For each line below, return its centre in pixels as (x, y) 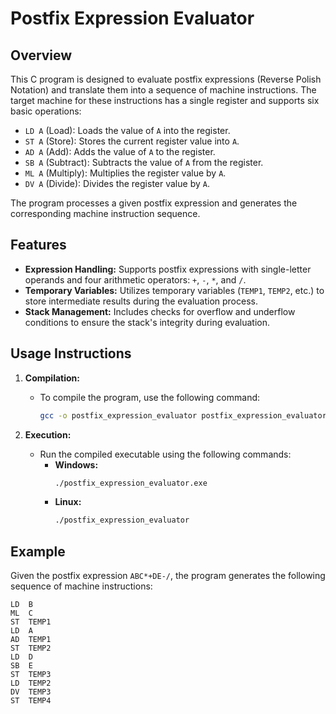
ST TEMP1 (31, 622)
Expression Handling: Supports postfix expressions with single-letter (168, 269)
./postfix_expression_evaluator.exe (131, 483)
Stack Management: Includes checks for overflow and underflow (160, 311)
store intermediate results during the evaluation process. (141, 301)
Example (38, 551)
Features (38, 245)
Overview (41, 55)
